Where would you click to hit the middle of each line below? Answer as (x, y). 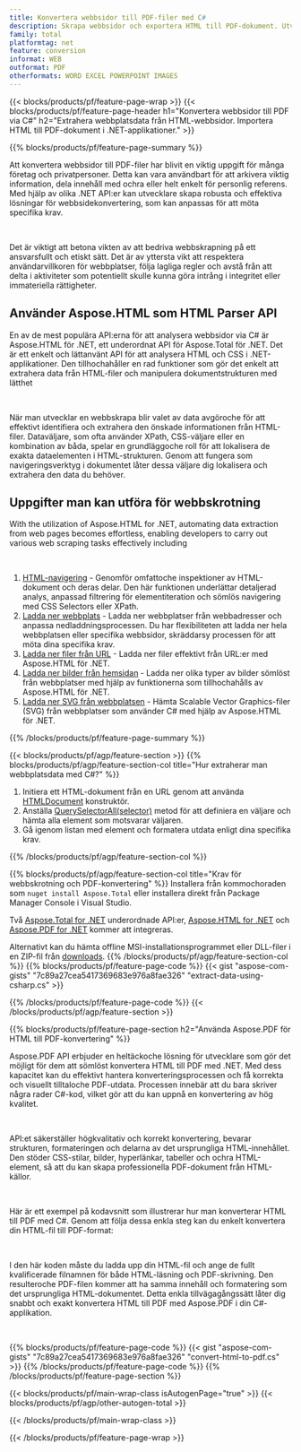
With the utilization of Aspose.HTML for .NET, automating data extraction (144, 524)
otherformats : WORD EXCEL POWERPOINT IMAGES (94, 76)
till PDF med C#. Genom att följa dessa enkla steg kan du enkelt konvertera (147, 1221)
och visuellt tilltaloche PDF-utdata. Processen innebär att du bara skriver (143, 1085)
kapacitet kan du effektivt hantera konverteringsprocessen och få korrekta (146, 1076)
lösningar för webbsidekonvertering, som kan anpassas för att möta (134, 203)
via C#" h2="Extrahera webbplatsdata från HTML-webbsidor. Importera (141, 120)
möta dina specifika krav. (69, 644)
